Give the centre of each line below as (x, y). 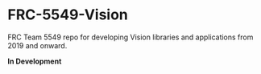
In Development (35, 61)
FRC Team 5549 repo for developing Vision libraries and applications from (130, 37)
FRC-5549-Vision (68, 15)
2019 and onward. (37, 45)
